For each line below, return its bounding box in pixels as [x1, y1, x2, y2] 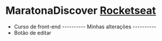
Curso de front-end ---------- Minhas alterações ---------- [13, 23, 157, 30]
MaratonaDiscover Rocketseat [5, 4, 156, 17]
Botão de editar [13, 29, 51, 36]
